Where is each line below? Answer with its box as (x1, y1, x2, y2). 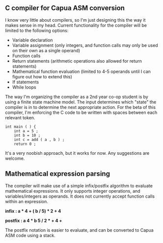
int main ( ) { (5, 124, 36, 129)
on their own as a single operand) (12, 47, 81, 53)
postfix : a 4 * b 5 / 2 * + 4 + (5, 217, 62, 223)
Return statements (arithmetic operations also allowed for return (12, 58, 142, 64)
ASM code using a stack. (5, 232, 55, 238)
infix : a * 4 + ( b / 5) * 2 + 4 (5, 208, 61, 214)
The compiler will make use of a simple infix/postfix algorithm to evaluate (5, 182, 153, 189)
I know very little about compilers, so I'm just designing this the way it (5, 17, 146, 23)
